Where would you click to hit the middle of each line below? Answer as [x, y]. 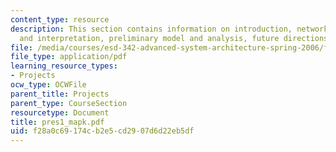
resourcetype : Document [60, 112]
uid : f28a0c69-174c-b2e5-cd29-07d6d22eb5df [102, 131]
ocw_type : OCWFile [48, 85]
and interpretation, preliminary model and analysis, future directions [174, 38]
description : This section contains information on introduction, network [169, 29]
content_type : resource [60, 19]
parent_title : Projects [60, 94]
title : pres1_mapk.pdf [57, 122]
